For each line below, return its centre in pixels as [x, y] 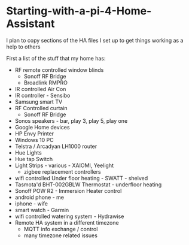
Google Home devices [42, 127]
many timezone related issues [60, 235]
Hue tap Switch [34, 159]
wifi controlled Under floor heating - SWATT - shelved [81, 178]
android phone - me [39, 197]
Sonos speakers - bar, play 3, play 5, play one [71, 120]
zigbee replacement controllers [62, 171]
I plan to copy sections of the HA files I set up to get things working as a [95, 40]
